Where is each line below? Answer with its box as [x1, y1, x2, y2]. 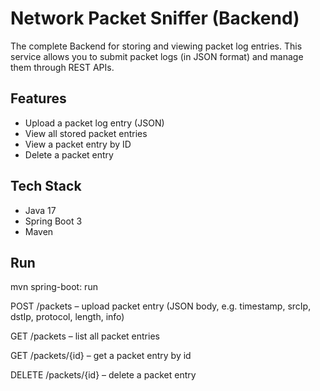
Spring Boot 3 [24, 215, 83, 227]
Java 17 [24, 204, 57, 216]
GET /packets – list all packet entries [10, 330, 160, 342]
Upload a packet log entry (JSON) [24, 117, 165, 129]
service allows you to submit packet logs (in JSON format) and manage [10, 50, 304, 62]
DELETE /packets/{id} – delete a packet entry [10, 369, 197, 381]
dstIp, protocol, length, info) [10, 311, 125, 323]
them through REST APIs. [10, 61, 115, 73]
